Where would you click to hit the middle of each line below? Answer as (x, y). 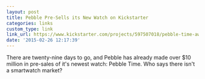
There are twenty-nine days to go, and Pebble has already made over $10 (99, 57)
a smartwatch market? (34, 70)
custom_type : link (30, 29)
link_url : (19, 35)
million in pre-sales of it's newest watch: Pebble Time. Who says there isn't (101, 64)
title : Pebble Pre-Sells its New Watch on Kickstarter (77, 18)
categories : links (30, 23)
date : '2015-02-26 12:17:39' (43, 40)
